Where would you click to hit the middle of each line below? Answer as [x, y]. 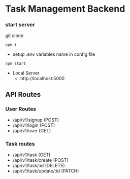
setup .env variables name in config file [54, 54]
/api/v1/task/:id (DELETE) [39, 166]
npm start [16, 64]
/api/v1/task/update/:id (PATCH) [46, 171]
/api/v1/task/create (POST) [40, 160]
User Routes [21, 109]
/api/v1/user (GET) [32, 131]
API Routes [23, 94]
